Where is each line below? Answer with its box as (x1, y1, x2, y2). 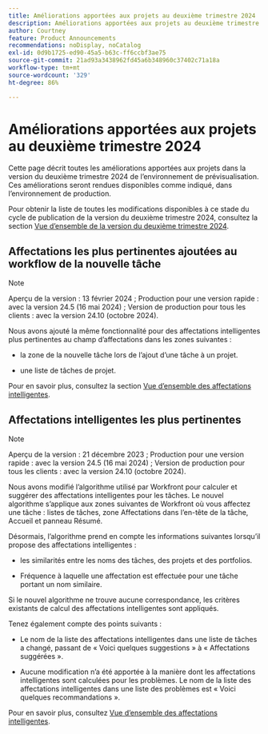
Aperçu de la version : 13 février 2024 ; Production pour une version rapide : (8, 293, 259, 304)
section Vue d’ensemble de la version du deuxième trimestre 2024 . (8, 221, 230, 231)
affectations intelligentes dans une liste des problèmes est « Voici (19, 684, 236, 694)
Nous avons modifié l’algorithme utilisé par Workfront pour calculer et (8, 482, 238, 492)
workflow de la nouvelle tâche (8, 257, 162, 270)
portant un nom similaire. (19, 580, 102, 589)
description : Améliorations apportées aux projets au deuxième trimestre (8, 19, 260, 27)
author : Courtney (8, 26, 66, 34)
